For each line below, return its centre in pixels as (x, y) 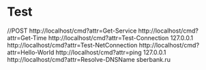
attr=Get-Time (27, 37)
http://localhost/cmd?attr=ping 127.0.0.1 (111, 52)
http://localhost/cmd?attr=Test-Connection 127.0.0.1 (120, 37)
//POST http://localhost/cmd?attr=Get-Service (72, 31)
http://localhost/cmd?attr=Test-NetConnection (72, 45)
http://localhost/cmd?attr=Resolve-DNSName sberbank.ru (89, 59)
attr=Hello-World (31, 52)
